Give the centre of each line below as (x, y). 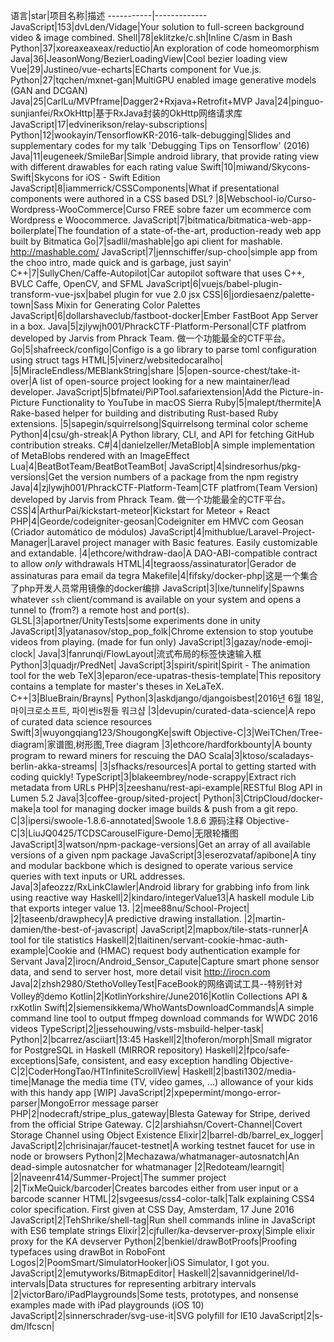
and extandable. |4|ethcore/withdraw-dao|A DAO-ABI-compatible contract (164, 553)
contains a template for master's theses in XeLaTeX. (117, 686)
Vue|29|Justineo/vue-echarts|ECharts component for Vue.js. (136, 69)
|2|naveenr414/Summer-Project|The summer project (118, 1177)
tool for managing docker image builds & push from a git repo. (171, 808)
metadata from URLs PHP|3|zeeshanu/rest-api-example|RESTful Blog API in (166, 787)
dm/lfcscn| (32, 1326)
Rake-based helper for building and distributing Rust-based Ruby (144, 413)
